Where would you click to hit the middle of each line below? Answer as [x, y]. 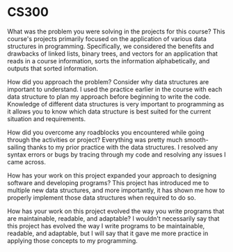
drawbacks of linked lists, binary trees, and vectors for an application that [112, 54]
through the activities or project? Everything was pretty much [95, 139]
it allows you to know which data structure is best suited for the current [109, 111]
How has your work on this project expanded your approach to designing [112, 175]
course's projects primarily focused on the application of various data [107, 38]
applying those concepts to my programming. [72, 240]
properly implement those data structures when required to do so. [102, 197]
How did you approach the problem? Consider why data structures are [108, 81]
